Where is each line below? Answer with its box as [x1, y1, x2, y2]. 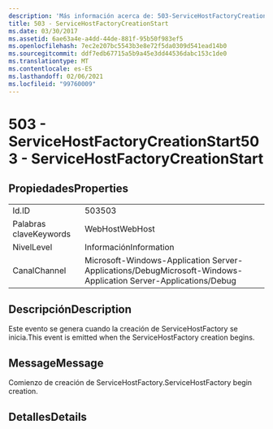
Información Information [84, 241, 175, 253]
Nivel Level [12, 241, 53, 253]
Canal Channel [12, 265, 67, 276]
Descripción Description [8, 302, 132, 316]
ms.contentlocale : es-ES [8, 65, 93, 73]
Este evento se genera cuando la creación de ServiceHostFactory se [8, 324, 238, 334]
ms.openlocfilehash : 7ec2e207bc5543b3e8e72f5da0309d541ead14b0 [8, 42, 227, 50]
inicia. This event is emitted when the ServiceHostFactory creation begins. [8, 332, 255, 342]
